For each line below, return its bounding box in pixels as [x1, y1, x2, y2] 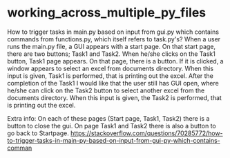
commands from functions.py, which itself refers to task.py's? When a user [7, 34, 221, 43]
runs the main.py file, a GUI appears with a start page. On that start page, [7, 42, 216, 50]
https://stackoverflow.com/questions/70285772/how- [70, 129, 223, 137]
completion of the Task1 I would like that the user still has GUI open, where [7, 79, 219, 87]
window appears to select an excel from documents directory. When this [7, 64, 214, 72]
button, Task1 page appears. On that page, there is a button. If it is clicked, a [7, 57, 224, 65]
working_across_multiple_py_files [7, 5, 207, 21]
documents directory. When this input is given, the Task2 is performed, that [7, 93, 222, 101]
